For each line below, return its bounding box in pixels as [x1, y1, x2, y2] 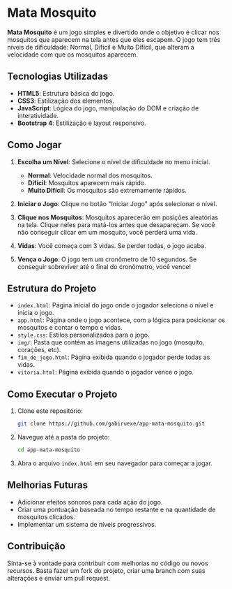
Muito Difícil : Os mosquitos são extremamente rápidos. [27, 186, 187, 194]
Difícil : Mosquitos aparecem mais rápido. [27, 178, 146, 187]
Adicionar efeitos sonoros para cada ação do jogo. [17, 497, 163, 506]
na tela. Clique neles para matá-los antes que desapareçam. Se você [17, 220, 216, 228]
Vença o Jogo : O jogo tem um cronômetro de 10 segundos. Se [17, 255, 197, 263]
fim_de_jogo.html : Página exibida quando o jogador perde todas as [17, 353, 210, 361]
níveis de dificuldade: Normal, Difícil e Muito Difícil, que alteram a [7, 43, 195, 51]
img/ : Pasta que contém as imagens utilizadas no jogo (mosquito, [17, 338, 205, 347]
